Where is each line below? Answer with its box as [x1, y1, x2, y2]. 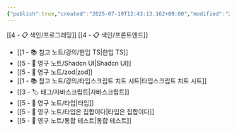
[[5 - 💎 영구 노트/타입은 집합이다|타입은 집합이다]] [16, 107, 155, 116]
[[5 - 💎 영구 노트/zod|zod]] [16, 68, 93, 76]
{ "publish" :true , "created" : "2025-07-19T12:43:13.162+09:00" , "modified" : [6, 10, 226, 18]
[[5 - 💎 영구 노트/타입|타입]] [16, 98, 94, 107]
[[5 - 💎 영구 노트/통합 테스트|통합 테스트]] [16, 116, 132, 124]
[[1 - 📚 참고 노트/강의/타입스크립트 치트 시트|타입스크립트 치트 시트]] [16, 76, 207, 85]
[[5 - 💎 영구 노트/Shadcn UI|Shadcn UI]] [16, 59, 132, 67]
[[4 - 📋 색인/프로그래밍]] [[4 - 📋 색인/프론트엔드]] [6, 30, 149, 39]
